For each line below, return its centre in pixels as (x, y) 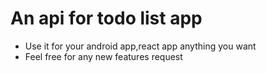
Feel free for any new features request (103, 56)
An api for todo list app (106, 18)
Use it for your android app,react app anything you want (140, 46)
